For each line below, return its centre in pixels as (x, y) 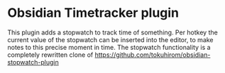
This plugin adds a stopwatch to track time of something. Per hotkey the (112, 32)
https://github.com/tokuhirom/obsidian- (153, 55)
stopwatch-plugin (33, 62)
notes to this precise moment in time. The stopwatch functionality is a (109, 47)
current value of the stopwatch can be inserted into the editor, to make (111, 39)
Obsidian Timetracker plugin (93, 13)
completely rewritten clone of (50, 55)
